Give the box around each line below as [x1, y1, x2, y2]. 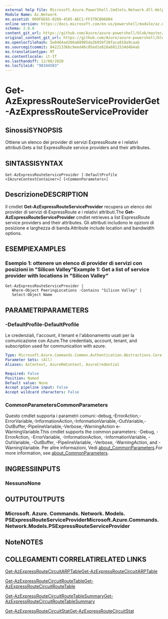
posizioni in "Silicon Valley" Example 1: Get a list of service [5, 266, 150, 273]
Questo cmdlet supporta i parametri [5, 413, 79, 419]
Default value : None [5, 380, 48, 386]
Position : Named [5, 376, 39, 381]
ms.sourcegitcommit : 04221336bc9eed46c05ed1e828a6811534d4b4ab [5, 45, 140, 50]
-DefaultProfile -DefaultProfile [5, 321, 79, 328]
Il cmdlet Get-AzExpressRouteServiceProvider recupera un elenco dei [5, 203, 152, 209]
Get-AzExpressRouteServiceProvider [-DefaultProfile [5, 172, 117, 177]
